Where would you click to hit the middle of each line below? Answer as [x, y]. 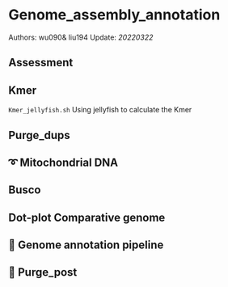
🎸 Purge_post [43, 272]
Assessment [41, 63]
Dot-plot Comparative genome [87, 217]
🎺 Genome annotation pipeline [86, 245]
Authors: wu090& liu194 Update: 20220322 [81, 37]
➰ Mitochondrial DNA [63, 162]
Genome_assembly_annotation [114, 15]
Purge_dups [39, 135]
